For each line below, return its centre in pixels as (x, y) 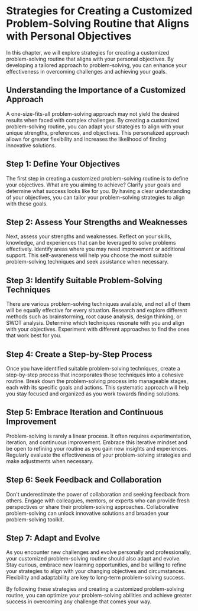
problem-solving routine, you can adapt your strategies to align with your (95, 126)
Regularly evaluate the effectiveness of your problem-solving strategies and (99, 455)
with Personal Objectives (69, 36)
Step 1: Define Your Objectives (63, 164)
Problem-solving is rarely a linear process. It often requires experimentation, (99, 436)
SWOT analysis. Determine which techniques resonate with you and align (95, 323)
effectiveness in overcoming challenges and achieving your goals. (87, 71)
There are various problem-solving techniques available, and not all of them (98, 304)
